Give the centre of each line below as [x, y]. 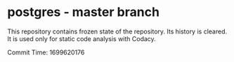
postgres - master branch [84, 12]
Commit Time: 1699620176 [46, 52]
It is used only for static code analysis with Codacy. [82, 38]
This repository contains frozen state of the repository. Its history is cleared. [117, 31]
